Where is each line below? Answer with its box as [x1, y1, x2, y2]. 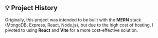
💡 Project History [5, 4, 58, 12]
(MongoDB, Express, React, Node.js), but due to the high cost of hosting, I [5, 22, 154, 28]
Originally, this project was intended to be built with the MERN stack [5, 17, 141, 22]
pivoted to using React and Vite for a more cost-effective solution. [5, 27, 138, 33]
